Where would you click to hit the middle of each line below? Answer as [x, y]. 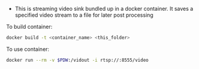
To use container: [28, 49]
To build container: [29, 27]
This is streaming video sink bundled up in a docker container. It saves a [104, 9]
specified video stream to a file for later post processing [84, 15]
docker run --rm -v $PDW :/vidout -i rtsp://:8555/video [77, 60]
